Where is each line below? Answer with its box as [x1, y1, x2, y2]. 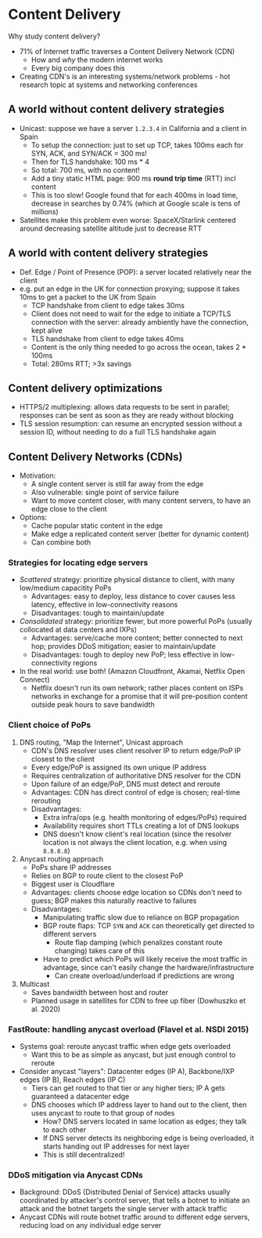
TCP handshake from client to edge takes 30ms [31, 300, 185, 310]
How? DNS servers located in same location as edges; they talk [42, 1116, 248, 1127]
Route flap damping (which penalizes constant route [54, 938, 223, 947]
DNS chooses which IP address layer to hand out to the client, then [31, 1100, 247, 1109]
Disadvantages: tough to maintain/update [31, 608, 165, 617]
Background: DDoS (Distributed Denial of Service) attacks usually [19, 1187, 231, 1197]
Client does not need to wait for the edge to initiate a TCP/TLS [31, 308, 231, 319]
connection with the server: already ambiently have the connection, [31, 317, 249, 326]
